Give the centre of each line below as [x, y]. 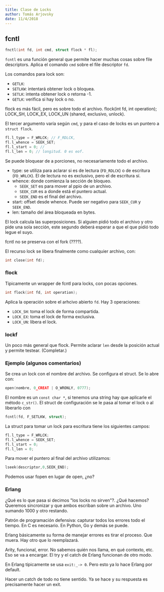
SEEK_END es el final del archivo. [51, 197]
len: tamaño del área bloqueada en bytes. [54, 212]
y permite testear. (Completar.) [36, 350]
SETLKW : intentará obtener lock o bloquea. [54, 89]
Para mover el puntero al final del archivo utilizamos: [58, 458]
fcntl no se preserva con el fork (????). [44, 242]
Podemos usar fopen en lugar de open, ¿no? [50, 477]
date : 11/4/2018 [22, 19]
